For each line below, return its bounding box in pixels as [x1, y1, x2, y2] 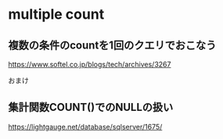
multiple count [8, 5, 105, 23]
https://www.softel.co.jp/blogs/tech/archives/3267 [8, 60, 171, 69]
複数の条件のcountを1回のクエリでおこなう [8, 38, 217, 52]
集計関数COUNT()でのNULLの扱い [8, 101, 174, 114]
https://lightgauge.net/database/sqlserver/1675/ [8, 122, 163, 131]
